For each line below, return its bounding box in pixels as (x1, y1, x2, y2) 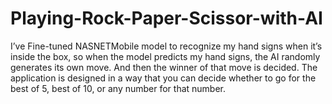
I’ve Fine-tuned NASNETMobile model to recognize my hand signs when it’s (10, 40, 323, 52)
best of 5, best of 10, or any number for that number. (10, 82, 227, 94)
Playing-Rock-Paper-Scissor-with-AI (10, 7, 323, 30)
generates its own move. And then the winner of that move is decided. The (10, 61, 318, 73)
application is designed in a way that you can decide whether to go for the (10, 72, 317, 84)
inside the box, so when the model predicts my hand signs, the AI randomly (10, 50, 321, 62)
